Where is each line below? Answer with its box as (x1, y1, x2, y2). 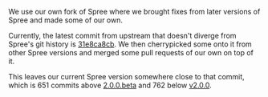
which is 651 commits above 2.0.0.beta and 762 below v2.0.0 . (8, 80, 213, 90)
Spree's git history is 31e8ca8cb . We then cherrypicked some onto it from (8, 39, 253, 49)
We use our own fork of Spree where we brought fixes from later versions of (8, 7, 261, 16)
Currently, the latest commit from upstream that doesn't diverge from (8, 31, 237, 40)
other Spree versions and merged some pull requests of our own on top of (8, 48, 254, 57)
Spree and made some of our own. (8, 15, 123, 25)
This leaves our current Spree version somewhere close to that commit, (8, 72, 245, 81)
